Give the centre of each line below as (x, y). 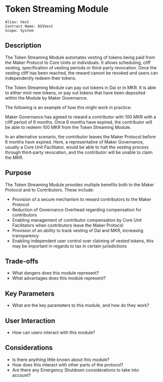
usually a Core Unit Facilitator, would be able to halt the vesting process (77, 147)
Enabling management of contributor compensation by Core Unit (77, 220)
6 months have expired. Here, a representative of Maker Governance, (75, 142)
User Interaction (30, 321)
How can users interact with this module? (54, 332)
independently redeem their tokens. (41, 78)
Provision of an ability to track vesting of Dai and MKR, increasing (78, 230)
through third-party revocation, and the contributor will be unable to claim (79, 152)
